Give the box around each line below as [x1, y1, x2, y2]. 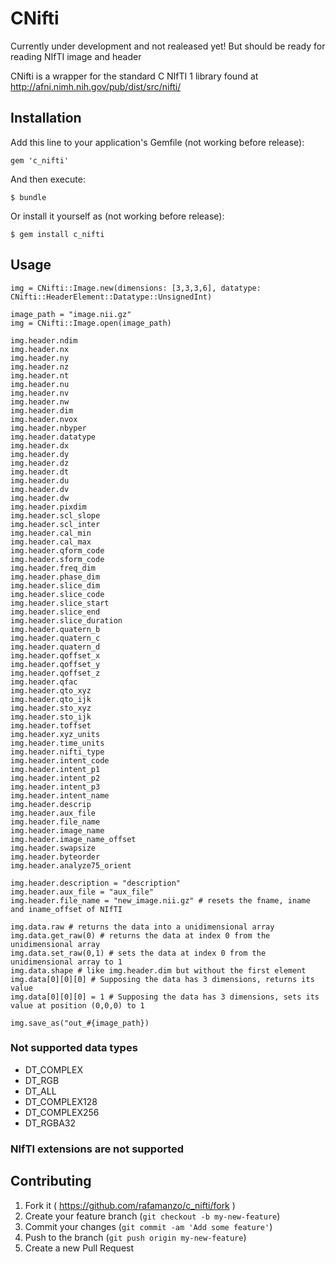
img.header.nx [10, 344, 70, 354]
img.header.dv [10, 484, 70, 494]
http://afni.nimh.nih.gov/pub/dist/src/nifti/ [10, 80, 182, 92]
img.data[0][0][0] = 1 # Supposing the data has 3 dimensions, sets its [10, 992, 320, 1002]
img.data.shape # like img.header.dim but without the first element [10, 965, 307, 976]
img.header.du [10, 475, 70, 486]
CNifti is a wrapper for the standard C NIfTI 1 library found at [10, 70, 259, 82]
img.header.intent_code [10, 755, 110, 766]
